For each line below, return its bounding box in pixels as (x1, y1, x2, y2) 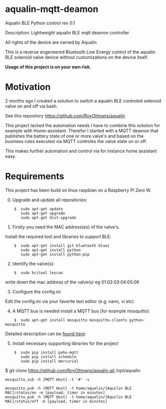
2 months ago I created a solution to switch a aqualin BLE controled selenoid (5, 98, 162, 104)
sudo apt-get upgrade (20, 211, 65, 216)
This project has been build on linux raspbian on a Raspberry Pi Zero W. (5, 187, 152, 193)
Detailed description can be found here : (5, 330, 87, 337)
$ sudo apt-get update (14, 206, 63, 211)
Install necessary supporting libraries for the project (12, 340, 118, 346)
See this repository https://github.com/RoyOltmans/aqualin (5, 113, 125, 119)
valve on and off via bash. (5, 103, 58, 109)
